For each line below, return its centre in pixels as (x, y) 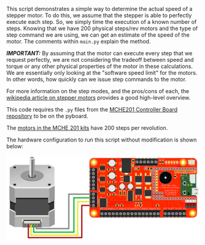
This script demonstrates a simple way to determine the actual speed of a (99, 9)
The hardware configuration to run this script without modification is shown (102, 140)
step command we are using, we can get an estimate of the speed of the (98, 35)
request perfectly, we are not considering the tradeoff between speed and (100, 60)
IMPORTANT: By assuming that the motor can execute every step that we (99, 53)
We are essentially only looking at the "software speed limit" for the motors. (102, 73)
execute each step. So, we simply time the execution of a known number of (102, 22)
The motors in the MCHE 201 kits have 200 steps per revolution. (87, 128)
